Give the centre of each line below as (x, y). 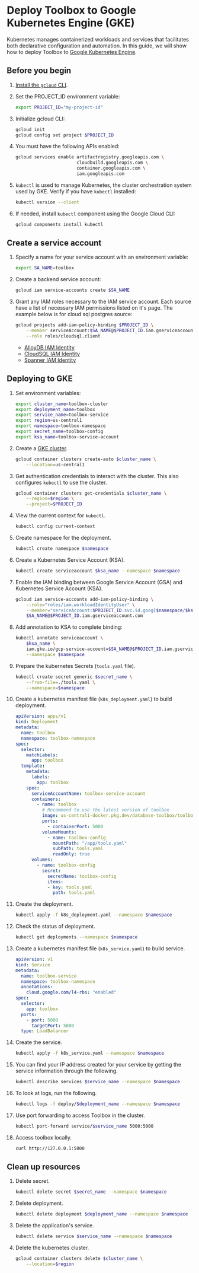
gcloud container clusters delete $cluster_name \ (79, 1259)
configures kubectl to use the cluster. (61, 482)
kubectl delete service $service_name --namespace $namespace (94, 1237)
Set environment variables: (48, 393)
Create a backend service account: (58, 279)
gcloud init (30, 129)
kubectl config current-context (55, 526)
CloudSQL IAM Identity (52, 354)
